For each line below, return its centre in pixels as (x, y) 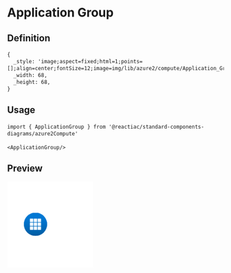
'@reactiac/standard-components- (157, 127)
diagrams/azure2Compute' (43, 133)
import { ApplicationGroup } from (57, 127)
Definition (29, 38)
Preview (25, 169)
